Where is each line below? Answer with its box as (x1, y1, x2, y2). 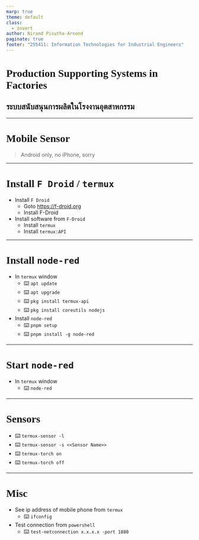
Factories (6, 79, 47, 92)
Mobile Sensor (6, 133, 70, 145)
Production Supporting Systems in (6, 67, 158, 80)
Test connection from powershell (14, 521, 95, 528)
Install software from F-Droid (14, 215, 86, 222)
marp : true (6, 8, 33, 15)
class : (6, 20, 23, 25)
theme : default (6, 14, 44, 20)
